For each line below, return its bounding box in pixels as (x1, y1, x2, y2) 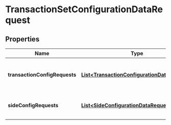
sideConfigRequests (8, 102, 59, 109)
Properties (5, 35, 40, 43)
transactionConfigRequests (8, 71, 76, 78)
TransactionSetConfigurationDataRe (5, 4, 163, 15)
